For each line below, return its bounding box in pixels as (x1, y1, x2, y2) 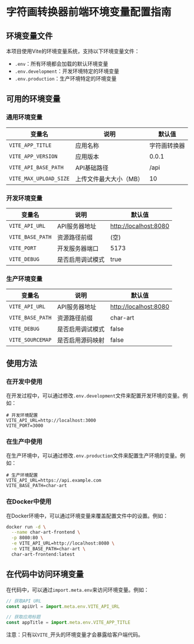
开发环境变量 (6, 194, 43, 202)
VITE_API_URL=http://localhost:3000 (6, 417, 96, 423)
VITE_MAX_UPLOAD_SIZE (9, 175, 70, 182)
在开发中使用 (6, 377, 43, 385)
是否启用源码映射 (57, 336, 105, 344)
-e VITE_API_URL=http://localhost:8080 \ (11, 540, 115, 546)
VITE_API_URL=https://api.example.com (6, 478, 101, 484)
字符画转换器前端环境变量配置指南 (6, 5, 172, 19)
